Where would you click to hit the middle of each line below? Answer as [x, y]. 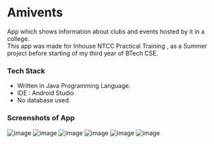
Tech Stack [26, 71]
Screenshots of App [41, 118]
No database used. [44, 100]
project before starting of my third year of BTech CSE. [83, 53]
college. [18, 38]
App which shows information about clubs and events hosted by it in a [106, 31]
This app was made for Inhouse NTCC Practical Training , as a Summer [107, 46]
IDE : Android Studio [45, 93]
